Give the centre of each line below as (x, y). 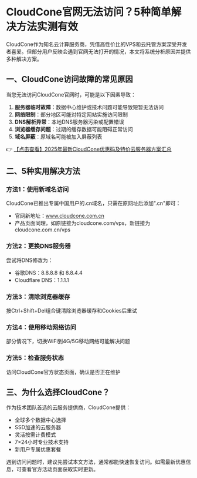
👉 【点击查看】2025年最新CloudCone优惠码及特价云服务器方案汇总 (89, 149)
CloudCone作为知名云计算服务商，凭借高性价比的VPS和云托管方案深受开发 (97, 44)
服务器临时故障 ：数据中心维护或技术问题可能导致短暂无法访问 (89, 107)
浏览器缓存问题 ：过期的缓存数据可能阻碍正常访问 (74, 129)
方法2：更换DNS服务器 (39, 246)
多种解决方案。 (24, 59)
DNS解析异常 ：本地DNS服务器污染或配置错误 (69, 122)
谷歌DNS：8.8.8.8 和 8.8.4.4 (49, 273)
